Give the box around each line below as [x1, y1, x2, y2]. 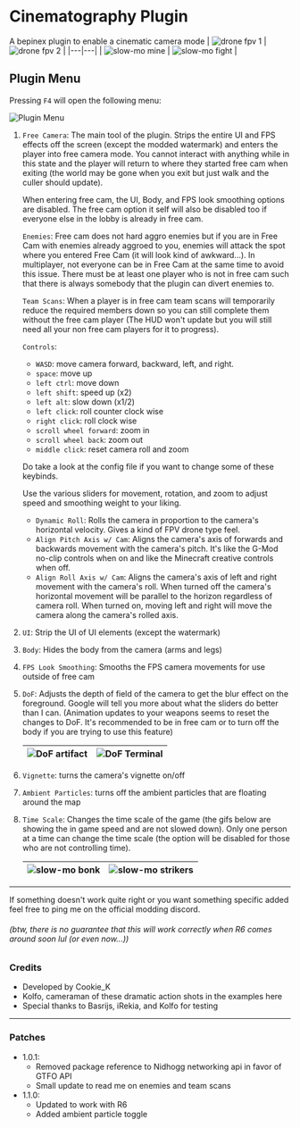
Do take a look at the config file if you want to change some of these [21, 461, 274, 472]
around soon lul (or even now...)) [9, 933, 129, 944]
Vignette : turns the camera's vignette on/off [21, 770, 186, 781]
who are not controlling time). [21, 842, 131, 853]
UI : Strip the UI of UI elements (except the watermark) [21, 627, 221, 638]
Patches [9, 1032, 46, 1044]
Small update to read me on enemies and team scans [35, 1080, 231, 1090]
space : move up [35, 368, 93, 379]
